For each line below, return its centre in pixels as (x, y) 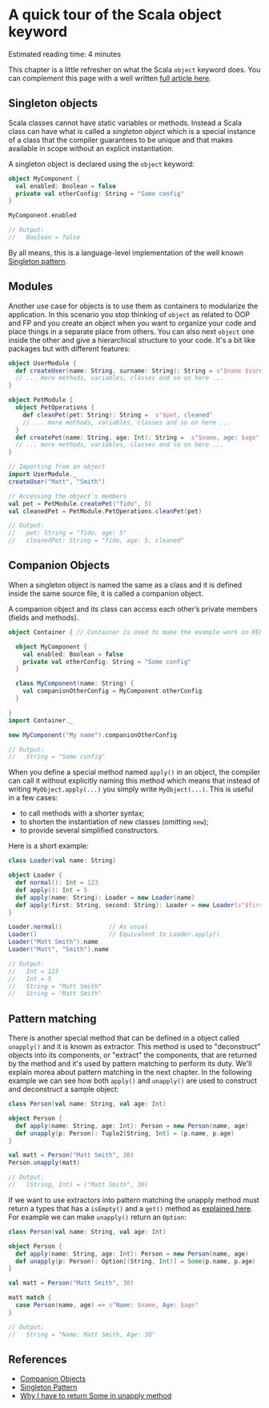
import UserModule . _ (43, 474)
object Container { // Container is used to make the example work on (128, 632)
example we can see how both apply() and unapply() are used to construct (133, 1080)
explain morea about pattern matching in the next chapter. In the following (130, 1072)
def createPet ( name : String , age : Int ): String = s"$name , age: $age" (138, 437)
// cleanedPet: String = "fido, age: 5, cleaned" (96, 541)
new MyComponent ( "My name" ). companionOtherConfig (93, 735)
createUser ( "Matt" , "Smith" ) (57, 482)
